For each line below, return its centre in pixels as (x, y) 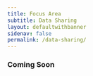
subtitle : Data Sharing (42, 20)
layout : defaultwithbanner (47, 27)
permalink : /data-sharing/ (47, 40)
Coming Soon (31, 65)
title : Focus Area (34, 14)
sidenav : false (30, 33)
